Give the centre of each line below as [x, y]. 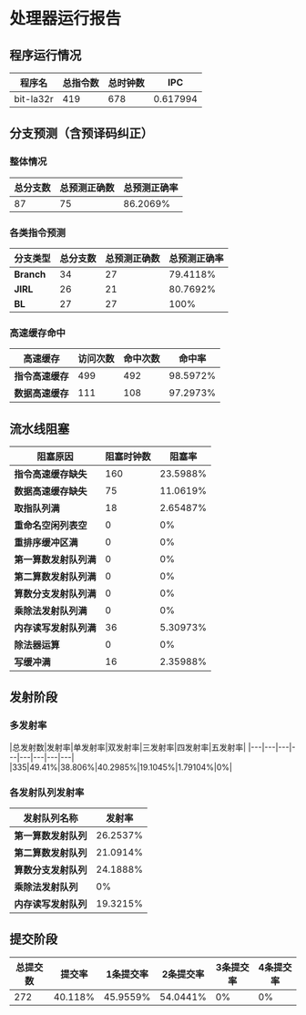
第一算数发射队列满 [56, 559]
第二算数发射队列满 [56, 577]
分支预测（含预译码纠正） [81, 133]
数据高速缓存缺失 [51, 491]
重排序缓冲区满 [46, 543]
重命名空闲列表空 [51, 526]
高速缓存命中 [38, 333]
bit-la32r [34, 99]
